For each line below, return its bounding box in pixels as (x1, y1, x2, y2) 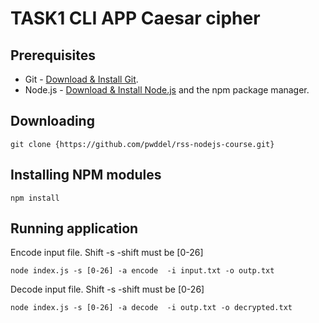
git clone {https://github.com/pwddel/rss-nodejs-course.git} (10, 139, 275, 149)
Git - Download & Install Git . (24, 73, 139, 85)
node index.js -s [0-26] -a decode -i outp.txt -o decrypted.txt (10, 303, 293, 313)
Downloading (10, 113, 95, 130)
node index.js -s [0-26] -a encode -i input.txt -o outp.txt (10, 266, 275, 276)
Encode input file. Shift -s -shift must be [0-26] (10, 247, 204, 259)
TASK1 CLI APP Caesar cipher (10, 7, 261, 30)
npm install (10, 193, 60, 203)
